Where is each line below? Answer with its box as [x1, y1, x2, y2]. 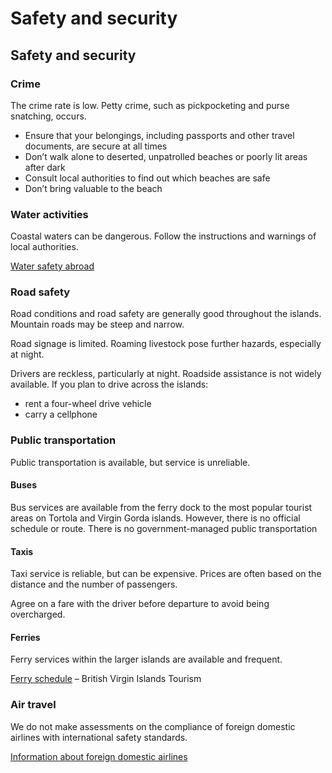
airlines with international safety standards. [10, 731, 188, 743]
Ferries [10, 631, 41, 643]
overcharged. [10, 608, 66, 621]
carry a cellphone [24, 408, 98, 421]
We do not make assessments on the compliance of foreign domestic [10, 720, 296, 732]
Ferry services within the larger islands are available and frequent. [10, 653, 283, 666]
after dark [24, 161, 66, 173]
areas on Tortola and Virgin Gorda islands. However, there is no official [10, 512, 301, 524]
